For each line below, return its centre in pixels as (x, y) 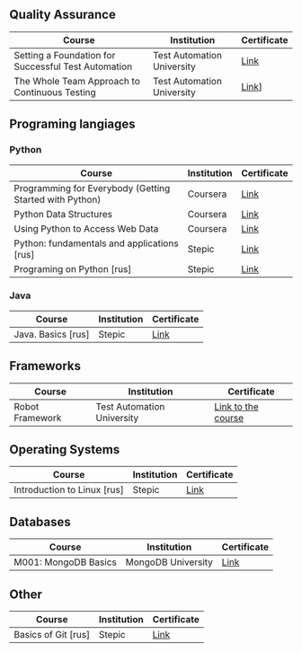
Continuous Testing (55, 92)
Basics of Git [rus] (52, 635)
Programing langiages (73, 124)
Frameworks (45, 366)
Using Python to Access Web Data (86, 228)
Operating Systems (65, 449)
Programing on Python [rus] (73, 269)
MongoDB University (169, 562)
